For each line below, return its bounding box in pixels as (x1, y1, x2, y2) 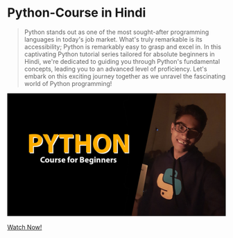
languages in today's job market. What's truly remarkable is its (24, 35, 202, 43)
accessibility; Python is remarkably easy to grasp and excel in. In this (24, 42, 222, 51)
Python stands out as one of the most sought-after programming (24, 28, 209, 36)
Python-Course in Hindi (7, 5, 146, 21)
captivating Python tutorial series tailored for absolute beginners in (24, 50, 215, 58)
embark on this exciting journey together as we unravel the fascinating (24, 71, 226, 80)
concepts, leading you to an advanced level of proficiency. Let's (24, 65, 207, 73)
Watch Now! (7, 223, 42, 232)
